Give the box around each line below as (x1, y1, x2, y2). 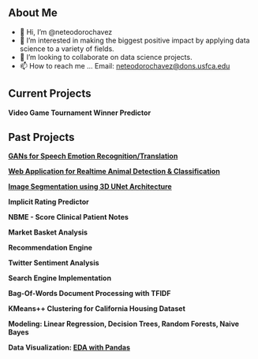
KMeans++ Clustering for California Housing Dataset (8, 304, 185, 313)
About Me (8, 6, 58, 20)
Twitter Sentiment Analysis (8, 258, 100, 268)
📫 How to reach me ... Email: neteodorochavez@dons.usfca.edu (19, 61, 230, 70)
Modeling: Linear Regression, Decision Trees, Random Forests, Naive (8, 319, 239, 329)
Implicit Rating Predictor (8, 197, 89, 207)
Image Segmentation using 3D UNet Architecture (8, 182, 172, 191)
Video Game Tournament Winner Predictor (8, 108, 151, 117)
